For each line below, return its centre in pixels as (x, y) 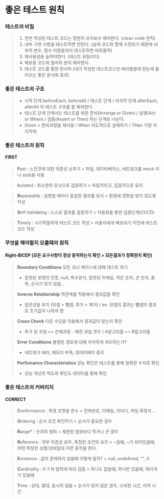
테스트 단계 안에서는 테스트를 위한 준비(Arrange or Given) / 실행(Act (90, 113)
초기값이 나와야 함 (47, 311)
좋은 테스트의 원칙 (25, 145)
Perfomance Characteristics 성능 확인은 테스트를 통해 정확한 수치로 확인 (88, 363)
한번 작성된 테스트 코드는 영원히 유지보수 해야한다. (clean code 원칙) (90, 38)
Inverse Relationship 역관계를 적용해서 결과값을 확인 (68, 294)
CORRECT (15, 399)
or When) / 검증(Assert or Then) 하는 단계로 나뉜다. (74, 119)
